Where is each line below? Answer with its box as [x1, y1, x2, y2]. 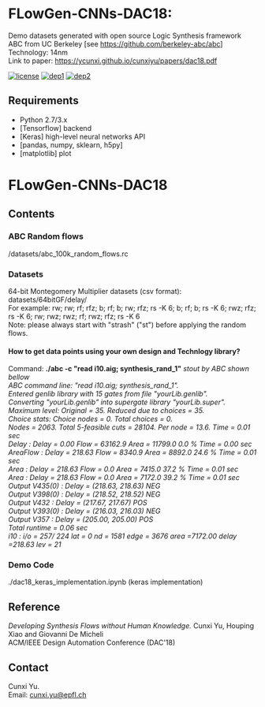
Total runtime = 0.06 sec [8, 523, 88, 533]
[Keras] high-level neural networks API [19, 132, 146, 141]
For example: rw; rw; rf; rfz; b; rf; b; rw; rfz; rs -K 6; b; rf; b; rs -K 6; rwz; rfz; [8, 303, 256, 312]
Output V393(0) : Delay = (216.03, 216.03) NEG [8, 506, 161, 516]
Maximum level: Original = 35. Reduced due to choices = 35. [8, 406, 205, 415]
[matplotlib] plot [19, 148, 72, 158]
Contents [8, 207, 55, 221]
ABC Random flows [8, 231, 84, 242]
